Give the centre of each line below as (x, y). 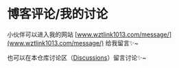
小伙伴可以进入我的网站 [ (42, 34)
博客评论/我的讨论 (58, 14)
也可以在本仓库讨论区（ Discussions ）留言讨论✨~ (77, 57)
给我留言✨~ (122, 43)
